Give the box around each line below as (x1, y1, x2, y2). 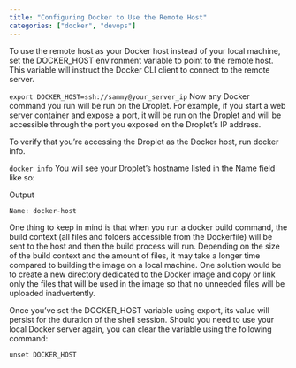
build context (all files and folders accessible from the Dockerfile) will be (9, 231, 273, 241)
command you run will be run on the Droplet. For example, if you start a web (9, 100, 286, 111)
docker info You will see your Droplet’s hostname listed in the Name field (9, 163, 276, 173)
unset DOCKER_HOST (9, 350, 77, 359)
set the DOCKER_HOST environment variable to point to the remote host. (9, 55, 274, 65)
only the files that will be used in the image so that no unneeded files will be (9, 278, 285, 288)
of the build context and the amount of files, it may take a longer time (9, 249, 261, 261)
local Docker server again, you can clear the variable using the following (9, 324, 272, 334)
